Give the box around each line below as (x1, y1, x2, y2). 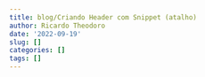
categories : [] (9, 46, 66, 55)
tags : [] (9, 54, 42, 63)
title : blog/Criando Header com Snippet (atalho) (9, 12, 198, 22)
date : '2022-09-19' (9, 29, 82, 38)
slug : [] (9, 37, 42, 47)
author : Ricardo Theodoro (9, 21, 105, 30)
